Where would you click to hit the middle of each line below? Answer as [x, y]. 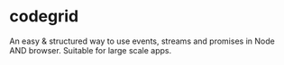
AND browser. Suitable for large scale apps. [91, 50]
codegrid [44, 16]
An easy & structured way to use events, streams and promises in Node [142, 41]
